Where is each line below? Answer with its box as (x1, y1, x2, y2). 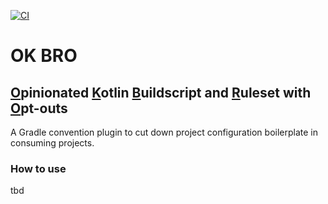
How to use (10, 161, 67, 175)
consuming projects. (10, 137, 95, 149)
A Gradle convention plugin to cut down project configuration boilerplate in (10, 126, 318, 138)
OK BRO (10, 45, 78, 67)
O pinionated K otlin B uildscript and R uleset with (10, 84, 312, 101)
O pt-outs (10, 100, 68, 117)
